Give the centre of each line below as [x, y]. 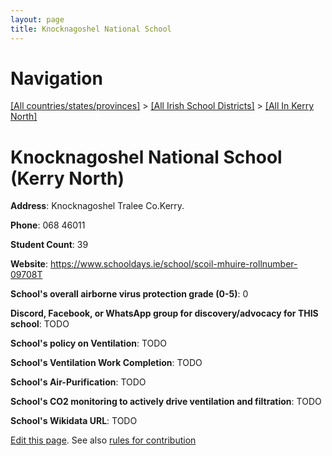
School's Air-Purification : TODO [78, 382]
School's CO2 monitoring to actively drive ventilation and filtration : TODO [166, 402]
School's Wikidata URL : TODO [74, 421]
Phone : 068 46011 [48, 225]
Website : [29, 264]
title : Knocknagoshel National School [91, 29]
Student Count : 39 [49, 245]
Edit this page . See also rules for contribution [103, 440]
